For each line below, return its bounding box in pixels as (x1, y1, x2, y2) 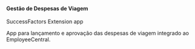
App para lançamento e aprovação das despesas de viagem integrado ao (6, 30, 190, 37)
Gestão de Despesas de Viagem (6, 5, 88, 12)
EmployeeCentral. (6, 36, 51, 43)
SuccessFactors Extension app (6, 18, 84, 25)
